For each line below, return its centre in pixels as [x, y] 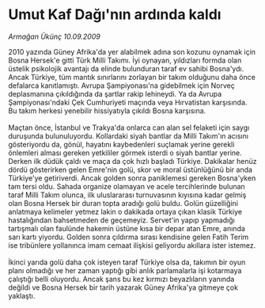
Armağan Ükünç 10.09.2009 [54, 36]
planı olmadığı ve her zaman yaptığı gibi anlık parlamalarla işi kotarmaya [125, 270]
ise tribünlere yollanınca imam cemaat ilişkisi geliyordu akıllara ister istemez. [132, 245]
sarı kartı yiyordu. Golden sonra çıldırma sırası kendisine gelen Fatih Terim [129, 237]
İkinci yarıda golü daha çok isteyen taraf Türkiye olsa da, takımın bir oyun [127, 262]
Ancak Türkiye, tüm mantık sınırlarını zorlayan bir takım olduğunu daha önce [132, 77]
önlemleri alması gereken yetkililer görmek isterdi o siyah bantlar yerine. [125, 153]
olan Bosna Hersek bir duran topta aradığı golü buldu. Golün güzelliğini [123, 203]
